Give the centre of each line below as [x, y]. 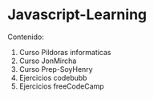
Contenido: [26, 37]
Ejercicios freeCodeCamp [62, 86]
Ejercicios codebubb [53, 77]
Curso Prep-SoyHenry [56, 69]
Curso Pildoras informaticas [65, 52]
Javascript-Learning [77, 15]
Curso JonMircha [48, 61]
